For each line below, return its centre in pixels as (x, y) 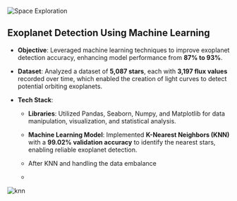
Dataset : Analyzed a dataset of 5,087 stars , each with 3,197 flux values (122, 71)
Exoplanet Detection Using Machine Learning (109, 33)
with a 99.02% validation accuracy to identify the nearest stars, (122, 142)
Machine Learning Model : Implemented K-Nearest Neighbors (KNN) (129, 135)
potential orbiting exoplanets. (60, 86)
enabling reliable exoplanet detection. (83, 150)
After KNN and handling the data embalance (92, 163)
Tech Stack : (35, 99)
